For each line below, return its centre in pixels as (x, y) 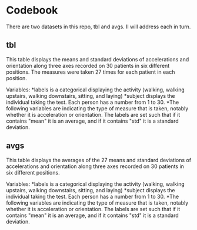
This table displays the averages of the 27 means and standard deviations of (99, 160)
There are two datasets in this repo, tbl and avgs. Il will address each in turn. (98, 27)
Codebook (32, 10)
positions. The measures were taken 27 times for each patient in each (91, 72)
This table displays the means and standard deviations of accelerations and (98, 59)
